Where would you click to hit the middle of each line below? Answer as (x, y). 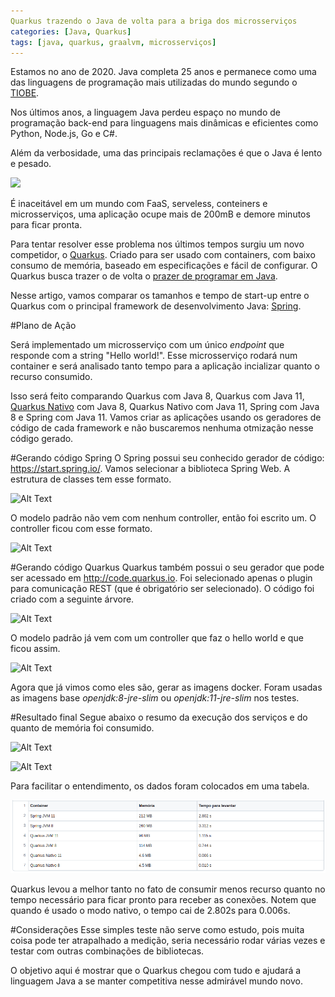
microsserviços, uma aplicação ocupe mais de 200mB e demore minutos (160, 214)
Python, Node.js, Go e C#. (64, 134)
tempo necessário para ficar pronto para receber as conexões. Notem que (163, 899)
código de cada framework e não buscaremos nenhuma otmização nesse (162, 428)
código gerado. (42, 439)
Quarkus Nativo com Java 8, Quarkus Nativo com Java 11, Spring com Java (165, 407)
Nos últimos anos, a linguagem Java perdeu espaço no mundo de (145, 112)
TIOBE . (25, 93)
